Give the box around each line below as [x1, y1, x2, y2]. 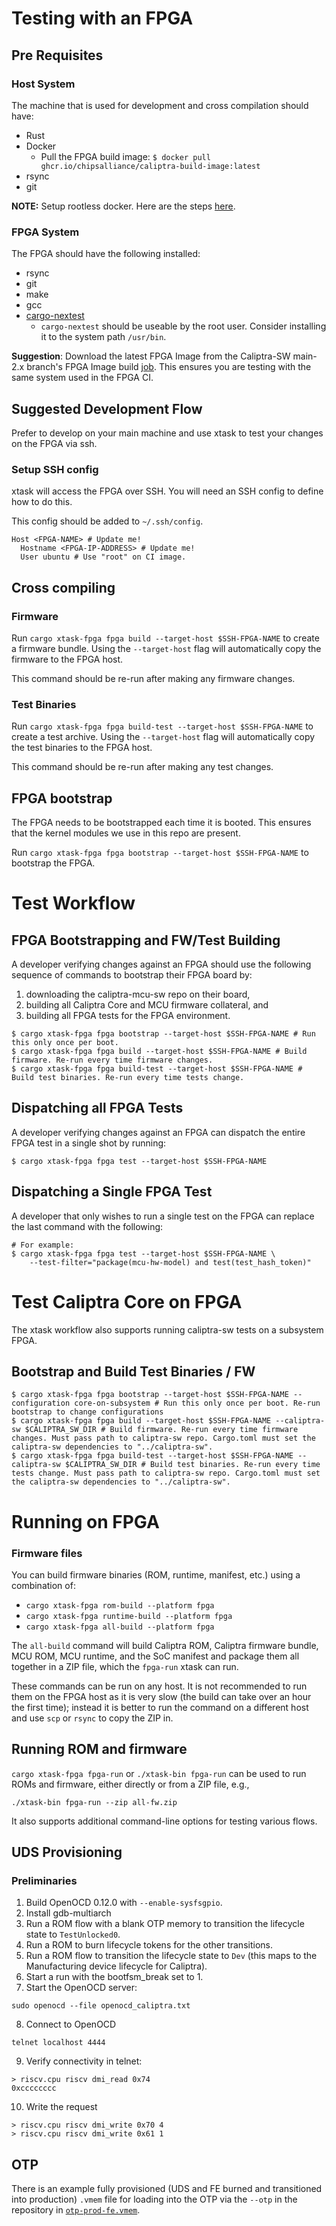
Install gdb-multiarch [25, 1907, 112, 1919]
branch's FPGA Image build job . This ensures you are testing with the [26, 361, 312, 373]
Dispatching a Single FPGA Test [11, 1183, 213, 1201]
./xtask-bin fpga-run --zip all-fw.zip [11, 1797, 178, 1807]
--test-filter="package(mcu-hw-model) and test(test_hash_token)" [29, 1257, 312, 1267]
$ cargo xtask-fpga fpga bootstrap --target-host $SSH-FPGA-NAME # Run [11, 1029, 316, 1039]
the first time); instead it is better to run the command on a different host [11, 1701, 309, 1713]
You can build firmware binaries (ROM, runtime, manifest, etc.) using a [11, 1568, 301, 1581]
